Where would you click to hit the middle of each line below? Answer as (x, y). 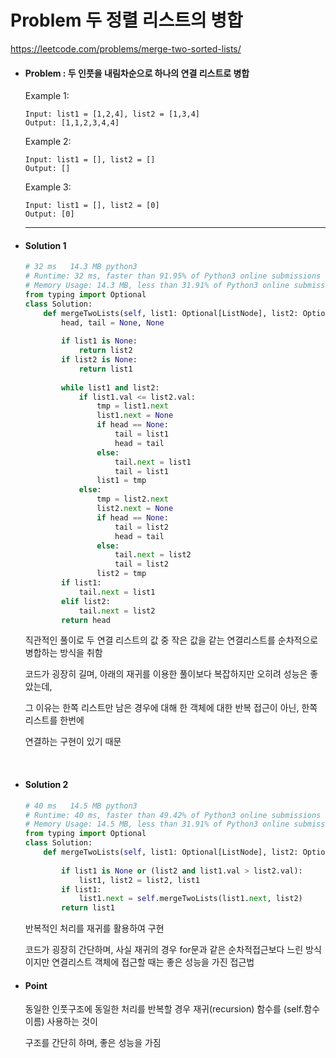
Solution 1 (45, 245)
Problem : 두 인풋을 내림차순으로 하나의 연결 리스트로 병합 (137, 73)
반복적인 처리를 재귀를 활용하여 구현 (94, 928)
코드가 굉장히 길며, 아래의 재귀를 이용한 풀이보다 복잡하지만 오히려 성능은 (166, 674)
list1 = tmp (121, 481)
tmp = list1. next (132, 406)
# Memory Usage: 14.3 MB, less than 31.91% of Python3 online (157, 286)
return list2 (105, 351)
